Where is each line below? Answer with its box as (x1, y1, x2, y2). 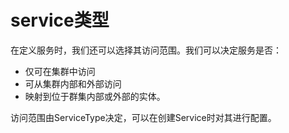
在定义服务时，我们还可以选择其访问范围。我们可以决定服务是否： (10, 44, 282, 56)
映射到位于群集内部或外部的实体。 (24, 90, 166, 102)
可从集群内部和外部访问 (24, 77, 122, 90)
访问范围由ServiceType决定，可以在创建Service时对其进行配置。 (10, 111, 277, 123)
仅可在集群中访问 (24, 65, 96, 77)
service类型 (10, 9, 110, 32)
